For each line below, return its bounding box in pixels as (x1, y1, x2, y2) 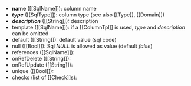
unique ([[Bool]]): (11, 68, 54, 74)
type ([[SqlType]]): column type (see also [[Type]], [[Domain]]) (11, 11, 165, 18)
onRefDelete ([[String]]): (11, 55, 71, 62)
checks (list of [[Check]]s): (11, 74, 77, 81)
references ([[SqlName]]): (11, 49, 75, 55)
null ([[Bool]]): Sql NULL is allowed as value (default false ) (11, 42, 153, 49)
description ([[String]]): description (11, 18, 98, 24)
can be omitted (11, 30, 49, 37)
